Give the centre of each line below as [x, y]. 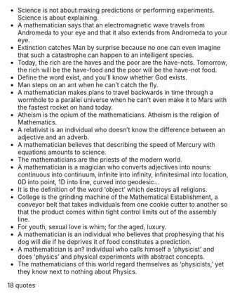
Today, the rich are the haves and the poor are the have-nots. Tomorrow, [122, 62]
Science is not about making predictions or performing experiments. [116, 10]
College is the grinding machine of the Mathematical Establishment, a [118, 197]
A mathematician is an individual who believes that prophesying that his [121, 234]
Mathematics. [37, 122]
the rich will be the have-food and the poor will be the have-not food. [117, 70]
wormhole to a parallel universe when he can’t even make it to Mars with [122, 100]
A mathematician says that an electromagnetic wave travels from [111, 25]
